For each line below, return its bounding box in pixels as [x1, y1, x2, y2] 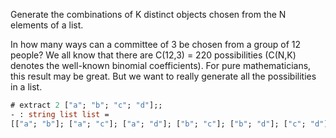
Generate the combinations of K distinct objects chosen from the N [10, 9, 287, 20]
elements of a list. [10, 19, 84, 31]
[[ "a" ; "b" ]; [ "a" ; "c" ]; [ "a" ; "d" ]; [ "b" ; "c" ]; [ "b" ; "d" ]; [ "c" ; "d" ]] [10, 119, 333, 129]
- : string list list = [10, 109, 110, 119]
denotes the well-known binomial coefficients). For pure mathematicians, [10, 60, 312, 71]
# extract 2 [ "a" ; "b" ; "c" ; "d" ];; [10, 100, 163, 110]
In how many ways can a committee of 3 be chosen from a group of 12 [10, 39, 302, 50]
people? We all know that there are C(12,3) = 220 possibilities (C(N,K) [10, 49, 297, 61]
